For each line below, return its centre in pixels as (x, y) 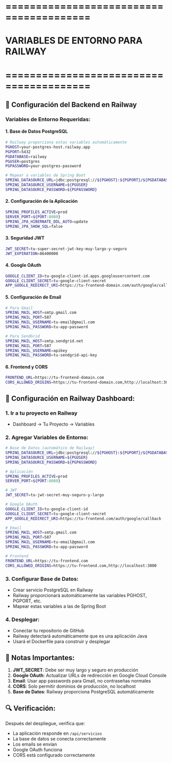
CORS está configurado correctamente (54, 755)
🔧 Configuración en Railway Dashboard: (70, 398)
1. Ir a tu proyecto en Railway (41, 413)
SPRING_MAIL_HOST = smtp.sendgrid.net (44, 341)
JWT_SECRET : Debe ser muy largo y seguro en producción (75, 670)
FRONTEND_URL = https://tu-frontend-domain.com (55, 378)
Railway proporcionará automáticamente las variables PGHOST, (80, 595)
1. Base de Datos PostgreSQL (37, 132)
